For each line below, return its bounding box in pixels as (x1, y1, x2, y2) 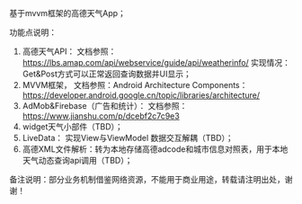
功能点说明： (9, 27, 57, 38)
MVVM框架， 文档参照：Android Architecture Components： (22, 80, 248, 90)
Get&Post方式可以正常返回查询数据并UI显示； (22, 68, 191, 79)
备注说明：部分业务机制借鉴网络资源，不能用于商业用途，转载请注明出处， (9, 174, 285, 184)
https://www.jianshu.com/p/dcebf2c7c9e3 (22, 111, 180, 121)
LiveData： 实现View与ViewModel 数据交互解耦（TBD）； (22, 133, 234, 143)
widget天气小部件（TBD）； (22, 121, 123, 132)
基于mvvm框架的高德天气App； (9, 8, 126, 18)
